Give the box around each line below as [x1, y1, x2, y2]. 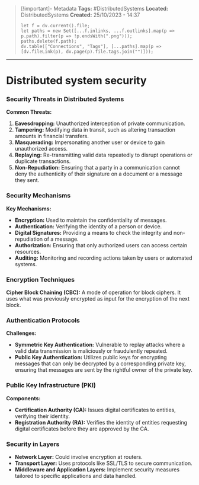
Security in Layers [6, 440, 60, 448]
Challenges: [6, 330, 37, 337]
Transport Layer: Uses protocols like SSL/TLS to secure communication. [14, 460, 192, 467]
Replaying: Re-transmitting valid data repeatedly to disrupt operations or [14, 151, 192, 159]
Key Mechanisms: [6, 205, 52, 212]
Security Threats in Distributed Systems [6, 95, 124, 103]
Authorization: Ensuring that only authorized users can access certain [14, 241, 188, 248]
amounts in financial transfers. [14, 133, 89, 140]
